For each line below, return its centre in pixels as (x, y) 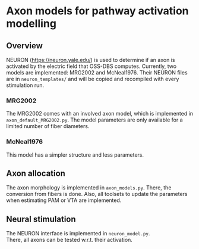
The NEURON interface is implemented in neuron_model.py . (78, 234)
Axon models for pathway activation (97, 11)
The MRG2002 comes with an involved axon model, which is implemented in (100, 114)
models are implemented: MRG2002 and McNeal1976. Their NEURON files (97, 72)
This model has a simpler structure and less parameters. (75, 155)
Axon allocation (36, 173)
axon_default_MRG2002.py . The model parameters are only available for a (94, 120)
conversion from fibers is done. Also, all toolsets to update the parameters (97, 194)
